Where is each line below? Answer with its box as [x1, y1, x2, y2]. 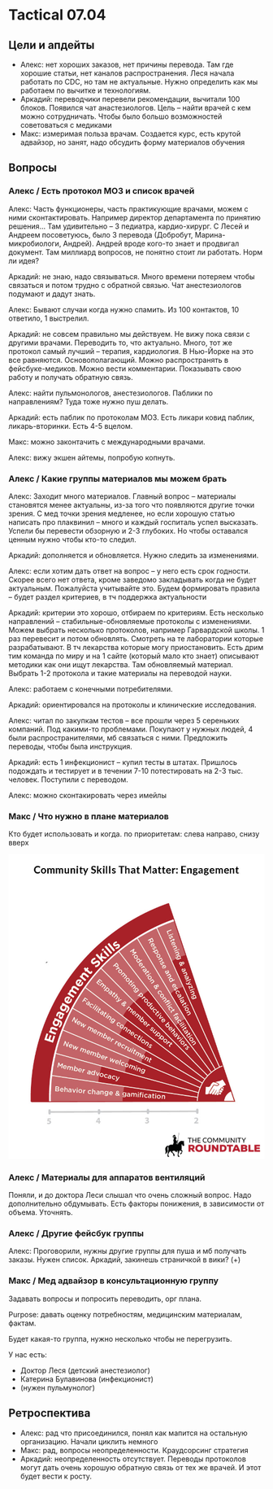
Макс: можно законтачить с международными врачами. [8, 437, 206, 447]
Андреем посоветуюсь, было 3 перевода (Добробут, [8, 229, 193, 239]
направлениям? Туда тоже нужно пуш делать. [8, 396, 169, 406]
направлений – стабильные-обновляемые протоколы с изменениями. [8, 616, 252, 626]
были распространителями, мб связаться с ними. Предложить [8, 732, 228, 742]
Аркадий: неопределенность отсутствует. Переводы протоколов [19, 1454, 246, 1464]
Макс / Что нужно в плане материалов [8, 810, 169, 822]
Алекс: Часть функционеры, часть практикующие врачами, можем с [8, 203, 249, 213]
